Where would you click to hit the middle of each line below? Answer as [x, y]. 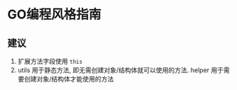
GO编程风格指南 [54, 15]
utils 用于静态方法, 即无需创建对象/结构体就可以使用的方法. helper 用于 [121, 70]
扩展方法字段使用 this [50, 61]
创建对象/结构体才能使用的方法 [69, 79]
